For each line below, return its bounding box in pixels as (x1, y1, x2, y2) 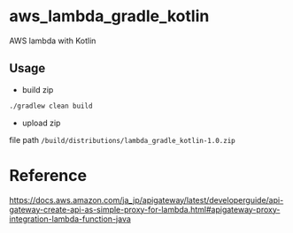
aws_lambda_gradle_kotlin (9, 6, 210, 26)
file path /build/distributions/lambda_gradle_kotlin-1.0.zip (9, 134, 236, 145)
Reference (9, 165, 87, 185)
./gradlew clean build (9, 101, 93, 110)
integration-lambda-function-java (9, 214, 131, 224)
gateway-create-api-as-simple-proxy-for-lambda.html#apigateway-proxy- (9, 204, 281, 214)
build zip (21, 84, 54, 94)
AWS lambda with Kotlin (9, 35, 96, 46)
